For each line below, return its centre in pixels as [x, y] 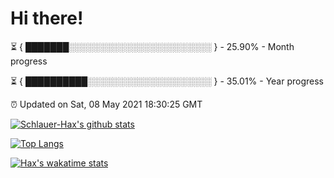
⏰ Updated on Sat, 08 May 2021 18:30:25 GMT [106, 104]
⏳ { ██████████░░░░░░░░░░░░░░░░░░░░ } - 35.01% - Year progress [167, 81]
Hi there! [47, 18]
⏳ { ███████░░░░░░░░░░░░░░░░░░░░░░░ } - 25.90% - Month [152, 46]
